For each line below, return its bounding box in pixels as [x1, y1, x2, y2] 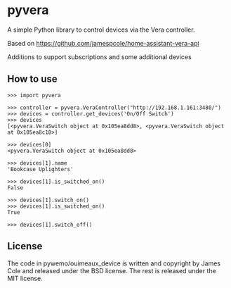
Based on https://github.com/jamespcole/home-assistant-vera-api [7, 39, 199, 47]
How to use [7, 73, 58, 85]
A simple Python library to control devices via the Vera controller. [7, 25, 195, 34]
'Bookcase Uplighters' [7, 165, 74, 173]
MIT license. [7, 274, 44, 282]
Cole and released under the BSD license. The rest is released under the [7, 266, 216, 275]
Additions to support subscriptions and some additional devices [7, 52, 192, 61]
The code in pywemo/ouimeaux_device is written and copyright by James [7, 259, 221, 268]
